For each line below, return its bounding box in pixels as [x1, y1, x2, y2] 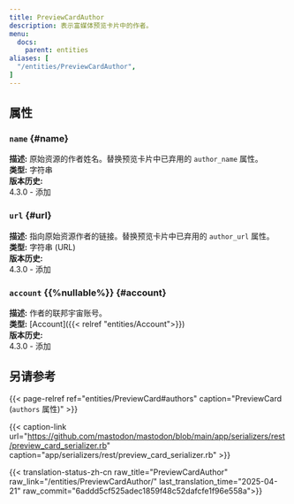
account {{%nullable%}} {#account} [9, 286, 167, 299]
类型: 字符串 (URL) [9, 241, 77, 252]
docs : [17, 37, 38, 47]
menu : [9, 29, 29, 38]
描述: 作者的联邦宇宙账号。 [9, 308, 108, 318]
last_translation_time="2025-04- [158, 476, 278, 486]
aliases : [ [9, 54, 49, 63]
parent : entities [25, 46, 89, 55]
